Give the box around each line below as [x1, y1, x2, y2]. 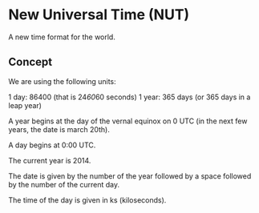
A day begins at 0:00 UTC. [8, 140, 96, 150]
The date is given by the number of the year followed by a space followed [8, 171, 252, 181]
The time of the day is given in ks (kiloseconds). [8, 195, 167, 205]
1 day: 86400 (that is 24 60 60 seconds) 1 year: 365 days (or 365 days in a [8, 92, 251, 102]
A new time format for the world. [8, 32, 116, 42]
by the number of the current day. [8, 179, 120, 189]
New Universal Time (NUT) [8, 6, 190, 24]
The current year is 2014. [8, 155, 91, 165]
